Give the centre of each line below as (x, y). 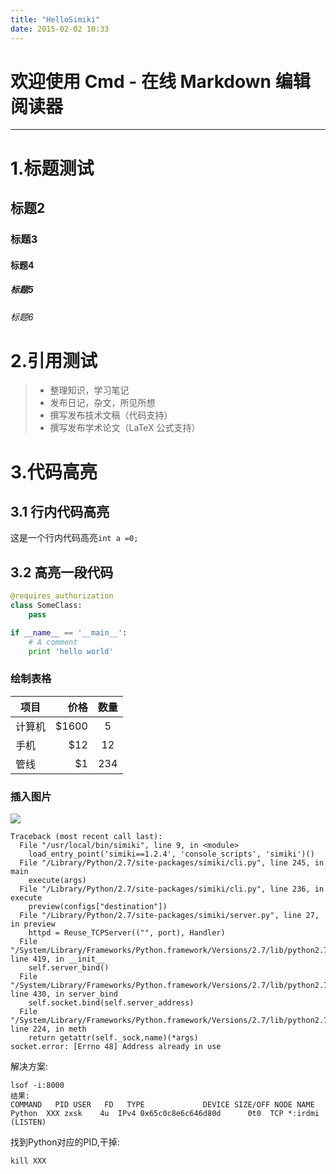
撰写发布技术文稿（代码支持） (111, 415)
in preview (33, 924)
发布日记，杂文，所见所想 (102, 403)
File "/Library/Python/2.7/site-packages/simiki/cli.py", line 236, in (172, 889)
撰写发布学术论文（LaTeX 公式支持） (125, 428)
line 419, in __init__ (57, 959)
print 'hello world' (71, 651)
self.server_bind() (69, 968)
